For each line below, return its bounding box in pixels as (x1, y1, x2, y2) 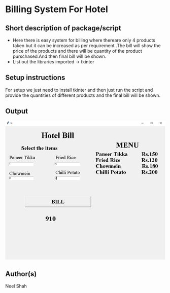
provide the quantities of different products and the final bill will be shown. (5, 92, 161, 98)
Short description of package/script (5, 24, 121, 32)
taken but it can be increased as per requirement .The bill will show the (12, 43, 161, 49)
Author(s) (5, 270, 37, 278)
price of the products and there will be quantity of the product (12, 48, 142, 54)
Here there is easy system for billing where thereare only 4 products (12, 37, 156, 43)
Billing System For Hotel (5, 4, 108, 15)
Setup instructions (5, 74, 65, 82)
